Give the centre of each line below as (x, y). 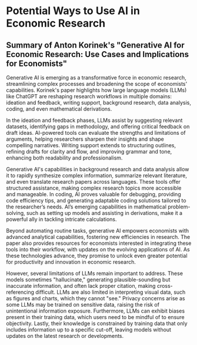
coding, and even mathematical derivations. (59, 109)
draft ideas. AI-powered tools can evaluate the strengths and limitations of (96, 133)
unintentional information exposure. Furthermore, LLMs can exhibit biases (96, 311)
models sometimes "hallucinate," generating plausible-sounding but (88, 280)
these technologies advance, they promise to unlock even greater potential (97, 256)
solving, (16, 213)
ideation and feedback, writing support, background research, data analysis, (98, 102)
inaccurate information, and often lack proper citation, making (81, 286)
